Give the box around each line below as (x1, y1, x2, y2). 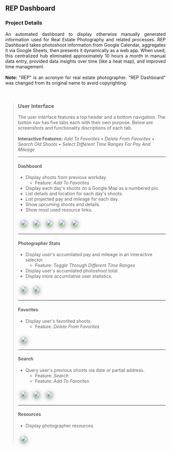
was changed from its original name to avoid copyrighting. (5, 80, 127, 86)
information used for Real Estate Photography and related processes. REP (5, 36, 166, 42)
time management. (5, 63, 45, 69)
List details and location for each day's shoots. (25, 191, 123, 197)
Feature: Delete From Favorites (35, 323, 100, 330)
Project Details (5, 19, 42, 27)
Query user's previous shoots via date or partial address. (25, 367, 145, 373)
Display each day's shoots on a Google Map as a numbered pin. (25, 185, 159, 191)
